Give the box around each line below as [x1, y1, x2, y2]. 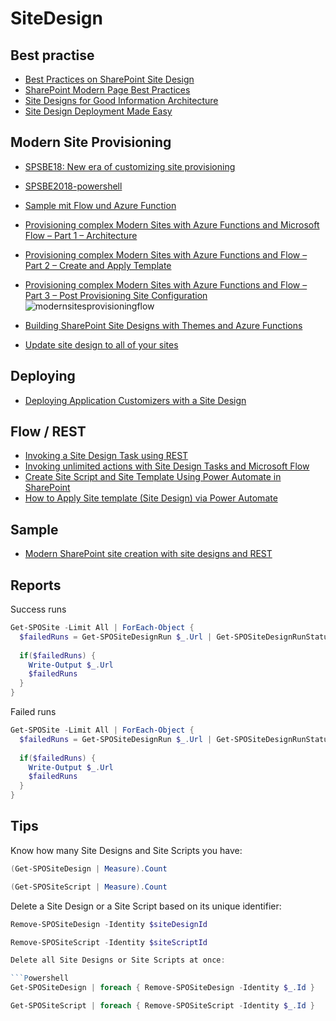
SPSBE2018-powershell [24, 180, 123, 192]
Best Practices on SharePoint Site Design [24, 73, 195, 85]
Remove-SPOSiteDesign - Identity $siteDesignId [10, 919, 208, 929]
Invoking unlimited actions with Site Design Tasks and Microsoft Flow [24, 460, 310, 472]
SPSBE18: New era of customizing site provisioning [24, 160, 236, 172]
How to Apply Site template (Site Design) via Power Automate [24, 492, 278, 504]
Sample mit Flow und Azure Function [24, 199, 177, 211]
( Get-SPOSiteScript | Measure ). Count [10, 882, 168, 892]
